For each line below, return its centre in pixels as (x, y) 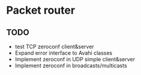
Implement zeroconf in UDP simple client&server (75, 59)
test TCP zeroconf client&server (54, 46)
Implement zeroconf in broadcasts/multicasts (71, 65)
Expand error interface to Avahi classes (64, 53)
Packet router (41, 10)
